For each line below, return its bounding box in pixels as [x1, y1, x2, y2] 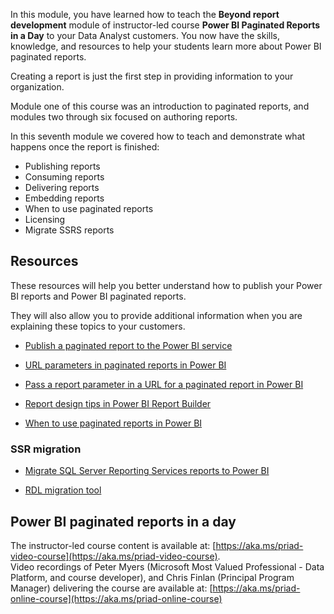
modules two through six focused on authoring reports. [10, 111, 238, 123]
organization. [10, 81, 65, 93]
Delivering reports [24, 182, 100, 193]
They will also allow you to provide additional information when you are [10, 309, 303, 321]
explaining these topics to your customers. [10, 320, 186, 332]
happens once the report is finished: [10, 141, 160, 153]
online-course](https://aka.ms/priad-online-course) [10, 592, 223, 604]
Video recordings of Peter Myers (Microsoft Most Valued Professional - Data [10, 560, 325, 573]
